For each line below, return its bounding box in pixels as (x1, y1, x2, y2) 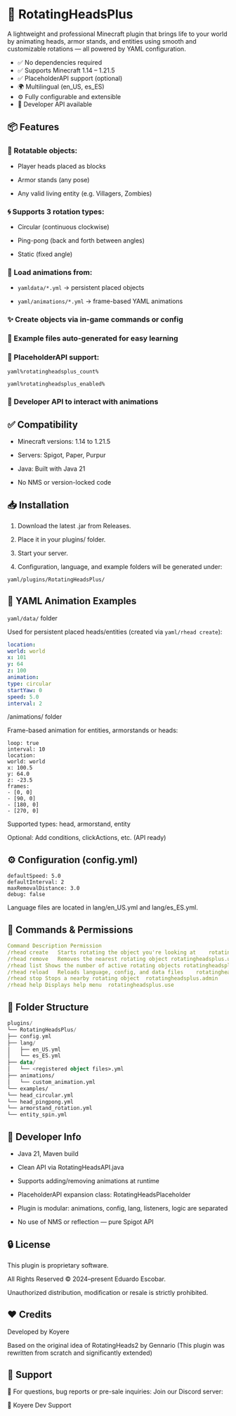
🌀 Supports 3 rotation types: (7, 207, 105, 217)
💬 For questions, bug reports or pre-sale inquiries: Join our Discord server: (7, 1387, 223, 1396)
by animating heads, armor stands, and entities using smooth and (7, 37, 197, 45)
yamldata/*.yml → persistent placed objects (17, 283, 145, 292)
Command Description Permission (7, 943, 102, 950)
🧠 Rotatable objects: (7, 146, 78, 155)
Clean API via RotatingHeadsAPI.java (17, 1163, 124, 1171)
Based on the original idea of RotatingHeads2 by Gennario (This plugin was (7, 1341, 225, 1349)
